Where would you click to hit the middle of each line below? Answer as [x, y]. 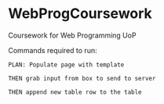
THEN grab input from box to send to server [82, 78]
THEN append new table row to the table [75, 92]
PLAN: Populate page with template [66, 65]
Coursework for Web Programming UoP [72, 35]
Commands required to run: [53, 50]
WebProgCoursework [80, 14]
